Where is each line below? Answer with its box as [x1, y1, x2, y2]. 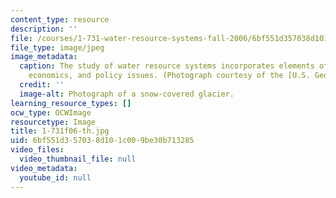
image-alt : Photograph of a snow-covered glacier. [19, 89, 235, 99]
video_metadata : [10, 163, 78, 173]
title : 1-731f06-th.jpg [10, 126, 110, 136]
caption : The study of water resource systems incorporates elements [19, 61, 315, 71]
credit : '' [19, 80, 65, 90]
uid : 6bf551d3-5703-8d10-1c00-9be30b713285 [10, 136, 195, 146]
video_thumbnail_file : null [19, 154, 137, 164]
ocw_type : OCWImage [10, 107, 92, 118]
